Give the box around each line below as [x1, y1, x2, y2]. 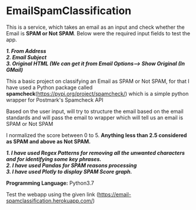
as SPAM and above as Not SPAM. [6, 138, 91, 145]
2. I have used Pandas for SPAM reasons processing [6, 162, 137, 169]
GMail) [6, 66, 24, 73]
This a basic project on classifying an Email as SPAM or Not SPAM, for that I [6, 78, 190, 85]
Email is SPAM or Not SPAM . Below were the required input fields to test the [6, 29, 190, 36]
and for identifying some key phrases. [6, 155, 102, 162]
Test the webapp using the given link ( [6, 191, 99, 198]
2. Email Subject [6, 54, 47, 61]
